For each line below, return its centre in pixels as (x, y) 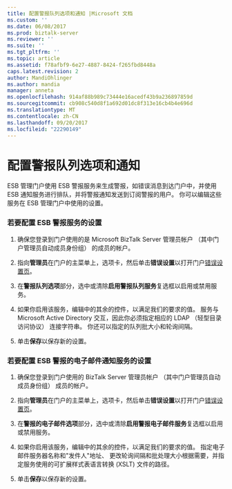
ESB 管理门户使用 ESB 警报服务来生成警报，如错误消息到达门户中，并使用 (112, 186)
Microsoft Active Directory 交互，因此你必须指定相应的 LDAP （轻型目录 (119, 318)
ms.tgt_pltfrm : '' (33, 52)
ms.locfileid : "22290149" (44, 129)
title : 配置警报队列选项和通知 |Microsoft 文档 (70, 13)
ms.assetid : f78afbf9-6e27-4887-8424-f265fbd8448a (81, 65)
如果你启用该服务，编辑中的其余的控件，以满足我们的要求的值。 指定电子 (121, 447)
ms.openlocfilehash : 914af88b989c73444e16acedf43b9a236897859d (100, 97)
